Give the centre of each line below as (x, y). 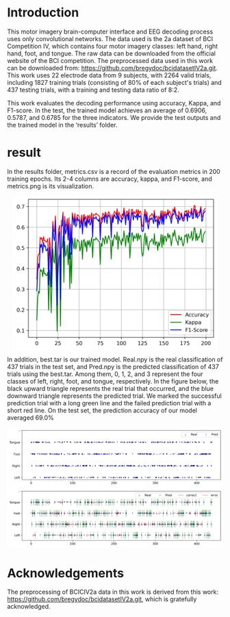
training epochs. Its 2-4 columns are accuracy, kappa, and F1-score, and (110, 179)
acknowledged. (29, 607)
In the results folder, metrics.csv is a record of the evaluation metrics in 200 (114, 171)
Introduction (43, 13)
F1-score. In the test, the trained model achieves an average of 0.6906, (107, 110)
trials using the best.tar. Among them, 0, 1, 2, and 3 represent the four (105, 374)
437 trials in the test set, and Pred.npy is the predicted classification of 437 (113, 366)
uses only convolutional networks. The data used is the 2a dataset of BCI (110, 38)
